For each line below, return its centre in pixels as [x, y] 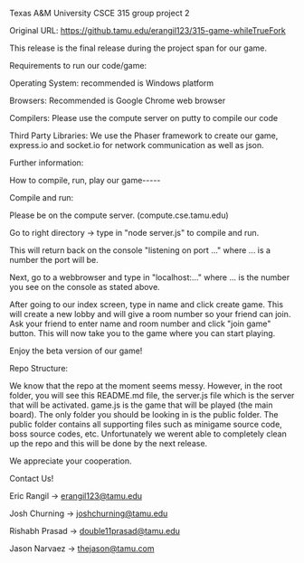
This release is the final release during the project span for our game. [138, 48]
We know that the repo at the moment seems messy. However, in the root [146, 386]
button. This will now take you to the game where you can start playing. [142, 333]
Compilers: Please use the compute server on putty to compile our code [144, 118]
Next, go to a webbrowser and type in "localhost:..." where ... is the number [150, 277]
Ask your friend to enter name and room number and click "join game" [140, 324]
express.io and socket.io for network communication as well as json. [137, 145]
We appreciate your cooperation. [71, 461]
